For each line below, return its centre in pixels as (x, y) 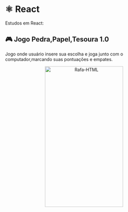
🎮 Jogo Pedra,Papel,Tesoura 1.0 (57, 39)
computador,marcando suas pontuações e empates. (59, 59)
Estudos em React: (24, 23)
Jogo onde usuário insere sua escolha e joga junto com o (64, 54)
